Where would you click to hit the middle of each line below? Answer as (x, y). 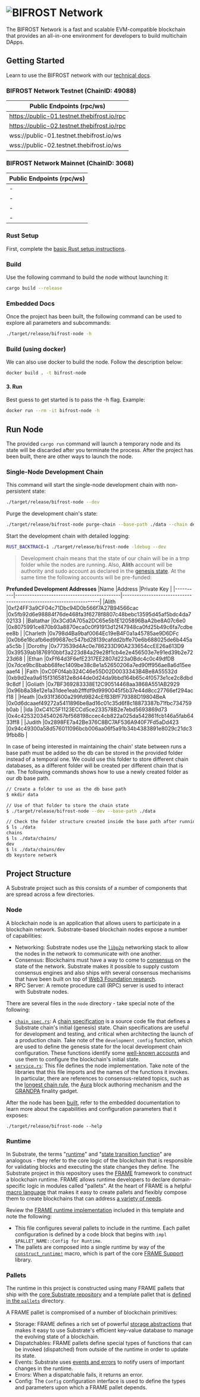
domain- (182, 1179)
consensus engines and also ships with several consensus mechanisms (103, 972)
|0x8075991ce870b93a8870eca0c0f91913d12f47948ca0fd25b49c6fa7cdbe (99, 627)
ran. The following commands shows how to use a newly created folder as (97, 772)
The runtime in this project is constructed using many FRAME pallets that (96, 1288)
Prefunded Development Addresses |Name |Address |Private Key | (89, 589)
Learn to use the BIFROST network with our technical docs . (79, 75)
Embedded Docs (31, 303)
